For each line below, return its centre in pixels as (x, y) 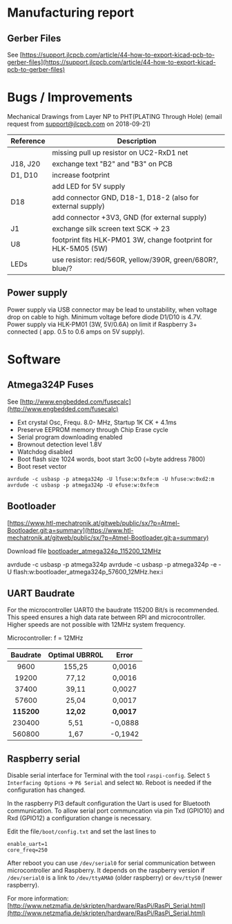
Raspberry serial (44, 758)
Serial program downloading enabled (70, 437)
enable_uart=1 (28, 845)
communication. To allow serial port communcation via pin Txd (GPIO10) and (116, 811)
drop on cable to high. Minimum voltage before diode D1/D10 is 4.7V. (105, 317)
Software (34, 359)
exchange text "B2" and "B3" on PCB (112, 164)
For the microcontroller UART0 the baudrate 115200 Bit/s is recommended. (113, 610)
